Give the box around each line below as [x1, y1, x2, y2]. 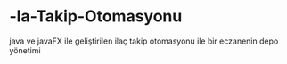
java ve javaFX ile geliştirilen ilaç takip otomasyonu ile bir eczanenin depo [9, 36, 279, 46]
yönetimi [9, 44, 42, 55]
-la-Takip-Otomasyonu [9, 6, 183, 27]
